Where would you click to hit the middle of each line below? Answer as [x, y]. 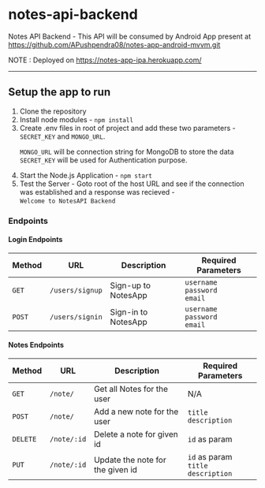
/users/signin [76, 317]
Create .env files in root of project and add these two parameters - [128, 128]
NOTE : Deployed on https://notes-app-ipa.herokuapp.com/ [105, 60]
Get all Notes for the [131, 389]
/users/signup [76, 290]
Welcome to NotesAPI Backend [67, 201]
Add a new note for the [136, 412]
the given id [116, 470]
